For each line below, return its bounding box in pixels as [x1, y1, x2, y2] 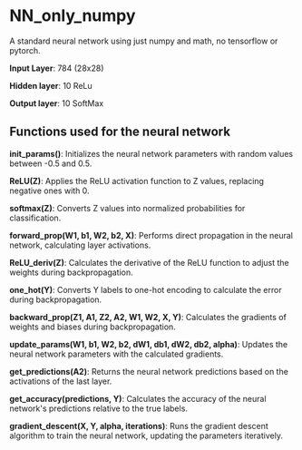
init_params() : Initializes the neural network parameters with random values [9, 148, 293, 159]
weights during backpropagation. [9, 267, 133, 278]
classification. [9, 212, 62, 223]
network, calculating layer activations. [9, 240, 151, 250]
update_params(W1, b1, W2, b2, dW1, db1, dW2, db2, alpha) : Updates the [9, 338, 288, 349]
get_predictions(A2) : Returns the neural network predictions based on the [9, 366, 288, 377]
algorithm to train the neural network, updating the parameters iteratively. [9, 430, 284, 441]
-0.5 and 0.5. [44, 158, 93, 169]
